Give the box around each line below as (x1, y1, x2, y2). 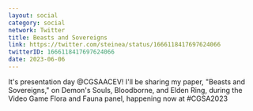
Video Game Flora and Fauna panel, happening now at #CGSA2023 (8, 94, 228, 103)
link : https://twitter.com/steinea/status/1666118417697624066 (8, 41, 221, 49)
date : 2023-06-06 (8, 56, 66, 64)
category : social (8, 19, 66, 27)
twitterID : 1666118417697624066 (8, 48, 115, 56)
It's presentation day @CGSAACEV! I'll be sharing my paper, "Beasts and (8, 76, 245, 87)
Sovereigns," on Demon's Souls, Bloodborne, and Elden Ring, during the (8, 85, 243, 94)
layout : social (8, 11, 59, 20)
